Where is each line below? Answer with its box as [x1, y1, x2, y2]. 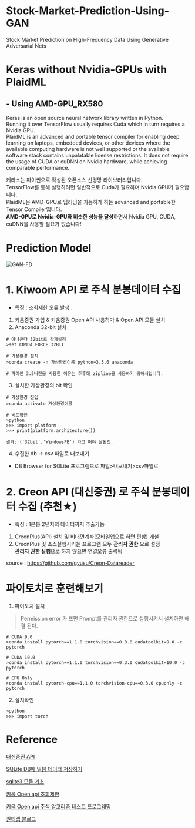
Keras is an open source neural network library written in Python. [6, 114, 163, 121]
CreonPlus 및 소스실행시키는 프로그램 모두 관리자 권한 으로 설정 [14, 540, 160, 547]
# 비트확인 [6, 412, 28, 418]
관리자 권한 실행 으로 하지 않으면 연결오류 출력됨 [14, 548, 123, 555]
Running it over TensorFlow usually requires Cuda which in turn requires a [6, 120, 185, 128]
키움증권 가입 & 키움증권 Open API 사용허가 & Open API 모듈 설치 [14, 316, 166, 323]
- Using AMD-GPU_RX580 [6, 99, 103, 109]
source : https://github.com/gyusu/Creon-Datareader [6, 559, 135, 566]
